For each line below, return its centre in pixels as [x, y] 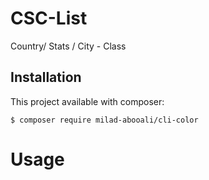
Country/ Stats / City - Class [68, 46]
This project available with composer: [87, 101]
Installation [46, 77]
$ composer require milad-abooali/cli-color [104, 120]
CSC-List [49, 18]
